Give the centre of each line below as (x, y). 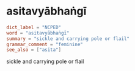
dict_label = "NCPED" (34, 27)
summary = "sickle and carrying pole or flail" (68, 39)
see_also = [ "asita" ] (34, 50)
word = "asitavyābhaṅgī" (38, 33)
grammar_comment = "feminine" (45, 44)
